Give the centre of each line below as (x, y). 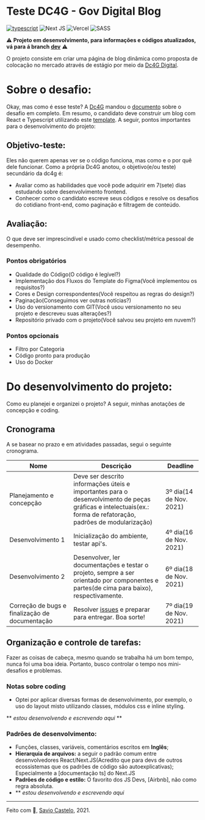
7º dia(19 (179, 606)
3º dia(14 (179, 491)
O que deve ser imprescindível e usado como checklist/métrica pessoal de (100, 239)
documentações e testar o (111, 565)
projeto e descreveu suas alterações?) (63, 313)
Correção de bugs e (38, 606)
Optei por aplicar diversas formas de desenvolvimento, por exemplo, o (104, 699)
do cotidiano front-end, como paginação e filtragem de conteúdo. (98, 205)
